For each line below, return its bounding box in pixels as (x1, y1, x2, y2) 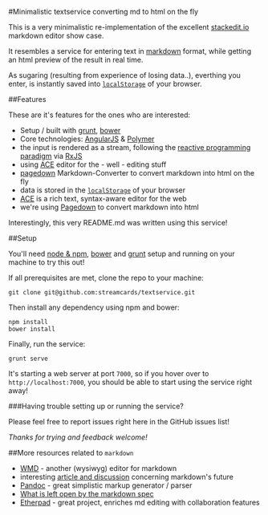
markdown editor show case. (8, 31, 104, 40)
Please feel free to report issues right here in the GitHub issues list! (8, 417, 230, 426)
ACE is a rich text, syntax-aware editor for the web (19, 194, 187, 203)
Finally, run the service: (8, 339, 86, 348)
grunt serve (8, 355, 48, 363)
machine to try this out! (8, 257, 85, 267)
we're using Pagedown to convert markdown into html (19, 202, 199, 212)
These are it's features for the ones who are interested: (8, 110, 191, 120)
